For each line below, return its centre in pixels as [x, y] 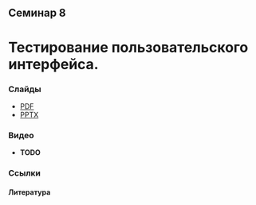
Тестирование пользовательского [128, 47]
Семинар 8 [37, 13]
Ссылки [25, 173]
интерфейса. [53, 64]
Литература [30, 192]
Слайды [25, 89]
